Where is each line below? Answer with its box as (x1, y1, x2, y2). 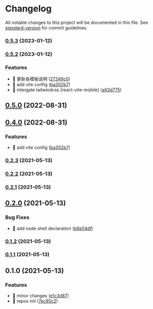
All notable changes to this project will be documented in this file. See (5, 19, 149, 25)
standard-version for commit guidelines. (5, 24, 88, 30)
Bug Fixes (5, 214, 30, 221)
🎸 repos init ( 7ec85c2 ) (12, 298, 58, 304)
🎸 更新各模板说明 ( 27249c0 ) (12, 76, 71, 82)
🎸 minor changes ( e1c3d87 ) (12, 293, 69, 299)
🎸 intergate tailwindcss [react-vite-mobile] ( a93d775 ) (12, 87, 122, 93)
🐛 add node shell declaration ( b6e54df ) (12, 225, 94, 231)
